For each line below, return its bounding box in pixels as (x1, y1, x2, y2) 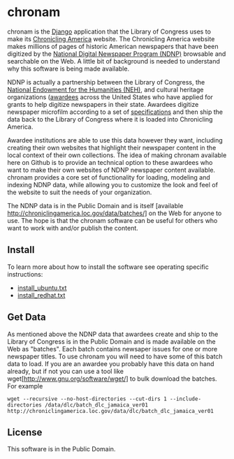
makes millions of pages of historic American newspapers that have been (7, 42, 219, 50)
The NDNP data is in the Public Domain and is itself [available (7, 201, 184, 210)
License (7, 426, 43, 438)
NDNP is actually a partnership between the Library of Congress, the (7, 78, 205, 86)
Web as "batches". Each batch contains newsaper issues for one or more (7, 344, 218, 353)
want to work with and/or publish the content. (7, 224, 138, 232)
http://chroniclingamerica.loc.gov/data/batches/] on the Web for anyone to (7, 209, 222, 217)
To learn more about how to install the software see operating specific (7, 263, 210, 271)
